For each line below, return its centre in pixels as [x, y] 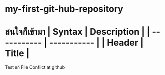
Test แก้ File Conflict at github [35, 67]
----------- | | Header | [96, 43]
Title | [17, 53]
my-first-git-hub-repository [64, 9]
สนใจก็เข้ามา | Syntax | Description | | [78, 32]
